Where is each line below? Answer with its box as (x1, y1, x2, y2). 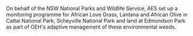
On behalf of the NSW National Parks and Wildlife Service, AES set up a (6, 5, 178, 12)
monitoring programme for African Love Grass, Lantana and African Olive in (6, 11, 188, 18)
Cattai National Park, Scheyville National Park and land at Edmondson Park (6, 17, 185, 24)
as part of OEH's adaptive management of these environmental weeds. (6, 23, 177, 30)
